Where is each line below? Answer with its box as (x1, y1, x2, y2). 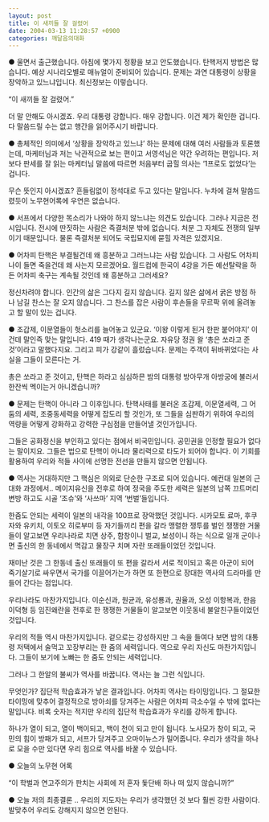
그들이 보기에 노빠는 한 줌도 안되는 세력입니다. (18, 652, 163, 662)
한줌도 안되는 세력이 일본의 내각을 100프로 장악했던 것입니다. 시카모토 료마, (8, 511, 243, 520)
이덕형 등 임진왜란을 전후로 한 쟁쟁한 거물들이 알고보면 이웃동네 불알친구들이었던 (8, 605, 259, 615)
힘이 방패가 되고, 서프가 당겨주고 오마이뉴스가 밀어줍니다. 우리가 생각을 (22, 734, 244, 744)
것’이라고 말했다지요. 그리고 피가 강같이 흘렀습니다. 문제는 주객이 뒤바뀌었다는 (8, 345, 251, 355)
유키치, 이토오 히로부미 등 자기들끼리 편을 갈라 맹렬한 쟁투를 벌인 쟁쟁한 (22, 520, 247, 531)
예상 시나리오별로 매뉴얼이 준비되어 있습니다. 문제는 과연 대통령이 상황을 (31, 68, 257, 77)
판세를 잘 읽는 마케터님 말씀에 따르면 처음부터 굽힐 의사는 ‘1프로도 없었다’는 (22, 158, 257, 169)
